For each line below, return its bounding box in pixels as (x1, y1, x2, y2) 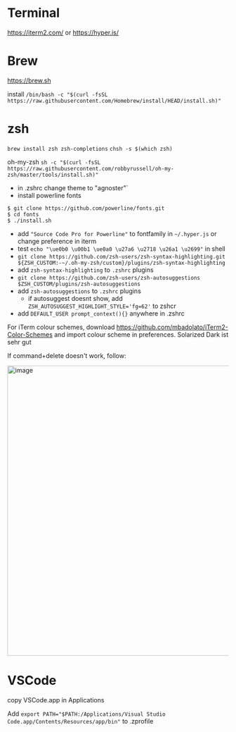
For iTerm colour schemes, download (7, 323, 115, 331)
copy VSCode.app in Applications (7, 695, 105, 704)
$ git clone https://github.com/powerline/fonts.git (7, 204, 165, 212)
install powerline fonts (17, 191, 82, 199)
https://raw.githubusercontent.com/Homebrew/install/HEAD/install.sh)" (7, 97, 221, 104)
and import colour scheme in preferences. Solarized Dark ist (53, 330, 229, 339)
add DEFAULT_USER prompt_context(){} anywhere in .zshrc (17, 309, 185, 318)
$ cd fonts (7, 211, 39, 218)
